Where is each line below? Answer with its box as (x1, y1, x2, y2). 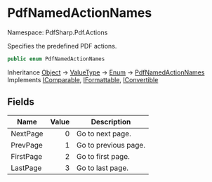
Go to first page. (76, 151, 130, 161)
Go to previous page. (76, 140, 146, 150)
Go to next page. (76, 129, 131, 138)
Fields (7, 96, 35, 108)
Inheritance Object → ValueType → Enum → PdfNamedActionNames (7, 68, 205, 77)
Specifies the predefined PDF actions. (7, 41, 117, 50)
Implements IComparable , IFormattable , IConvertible (7, 75, 159, 84)
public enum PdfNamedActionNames (7, 55, 105, 63)
